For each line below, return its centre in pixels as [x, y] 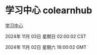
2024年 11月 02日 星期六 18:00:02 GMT [46, 47]
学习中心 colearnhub [49, 10]
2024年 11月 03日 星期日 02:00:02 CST [46, 36]
